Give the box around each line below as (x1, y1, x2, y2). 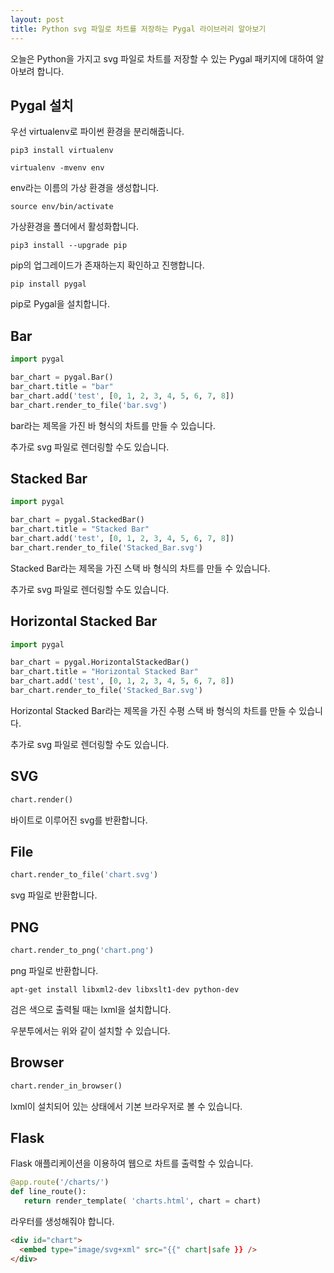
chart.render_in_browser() (10, 1081, 123, 1091)
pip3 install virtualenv (10, 146, 114, 156)
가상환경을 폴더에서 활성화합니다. (10, 221, 140, 233)
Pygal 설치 (10, 97, 74, 114)
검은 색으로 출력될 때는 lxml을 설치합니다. (10, 1003, 172, 1015)
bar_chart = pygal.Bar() (10, 372, 114, 382)
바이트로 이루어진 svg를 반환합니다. (10, 814, 148, 826)
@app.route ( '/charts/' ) (10, 1177, 110, 1188)
